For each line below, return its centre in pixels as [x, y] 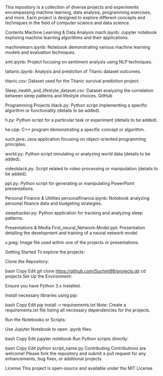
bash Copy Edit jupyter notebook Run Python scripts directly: [67, 339]
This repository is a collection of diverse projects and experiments [72, 7]
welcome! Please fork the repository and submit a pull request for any [76, 353]
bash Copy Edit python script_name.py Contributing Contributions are [76, 348]
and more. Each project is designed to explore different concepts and [75, 17]
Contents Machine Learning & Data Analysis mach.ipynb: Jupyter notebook [81, 32]
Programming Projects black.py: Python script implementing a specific [76, 105]
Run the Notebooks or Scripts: [36, 320]
